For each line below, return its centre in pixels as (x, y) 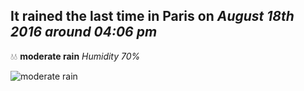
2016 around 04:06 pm (84, 32)
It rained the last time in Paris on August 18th (152, 16)
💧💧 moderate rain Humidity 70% (75, 56)
